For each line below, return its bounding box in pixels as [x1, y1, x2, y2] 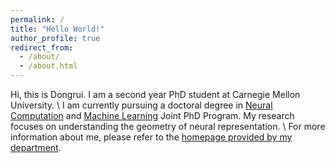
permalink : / [10, 14, 65, 25]
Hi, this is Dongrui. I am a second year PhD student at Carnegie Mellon [10, 89, 301, 100]
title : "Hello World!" [10, 24, 105, 34]
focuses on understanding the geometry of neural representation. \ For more [10, 121, 326, 132]
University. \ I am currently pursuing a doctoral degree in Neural [10, 99, 273, 111]
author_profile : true [10, 33, 101, 43]
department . [10, 142, 62, 153]
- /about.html [19, 61, 78, 71]
